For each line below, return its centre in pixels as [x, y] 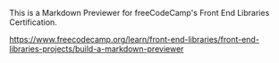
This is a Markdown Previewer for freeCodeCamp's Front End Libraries [139, 13]
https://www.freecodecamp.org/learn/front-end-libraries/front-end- [134, 39]
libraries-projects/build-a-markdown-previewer [97, 49]
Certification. [34, 22]
